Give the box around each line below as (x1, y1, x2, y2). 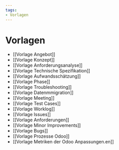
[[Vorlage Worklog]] (12, 106, 55, 112)
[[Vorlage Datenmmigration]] (12, 89, 74, 96)
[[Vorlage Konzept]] (12, 57, 55, 63)
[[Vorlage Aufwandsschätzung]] (12, 73, 81, 80)
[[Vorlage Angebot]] (12, 51, 55, 58)
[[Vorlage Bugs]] (12, 128, 48, 134)
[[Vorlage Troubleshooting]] (12, 84, 72, 90)
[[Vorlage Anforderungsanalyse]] (12, 62, 83, 68)
